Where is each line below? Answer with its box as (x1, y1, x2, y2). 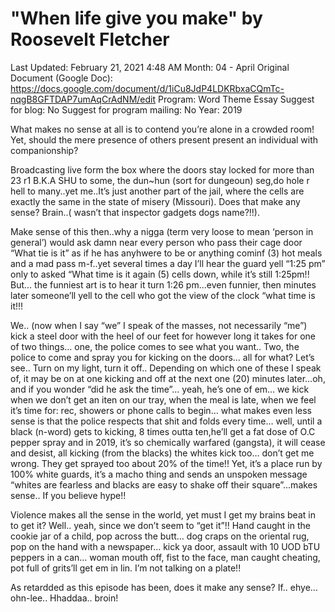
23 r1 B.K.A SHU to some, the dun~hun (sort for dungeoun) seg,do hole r (10, 174, 310, 186)
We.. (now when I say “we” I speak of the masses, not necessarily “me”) (10, 319, 308, 331)
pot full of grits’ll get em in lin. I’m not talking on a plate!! (10, 562, 242, 574)
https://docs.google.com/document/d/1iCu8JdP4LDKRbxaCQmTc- (10, 82, 285, 94)
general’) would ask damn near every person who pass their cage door (10, 236, 303, 248)
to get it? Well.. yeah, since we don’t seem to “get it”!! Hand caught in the (10, 519, 311, 531)
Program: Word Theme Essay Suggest (157, 93, 315, 105)
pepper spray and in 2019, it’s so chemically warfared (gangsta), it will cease (10, 436, 326, 448)
